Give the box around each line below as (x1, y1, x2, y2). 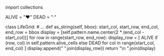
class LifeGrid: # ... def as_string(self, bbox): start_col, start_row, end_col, (5, 24, 159, 30)
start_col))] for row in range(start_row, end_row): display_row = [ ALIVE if (5, 35, 158, 40)
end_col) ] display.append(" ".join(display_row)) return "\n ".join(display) (5, 45, 156, 51)
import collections (5, 5, 43, 10)
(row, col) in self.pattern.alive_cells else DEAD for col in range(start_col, (5, 40, 155, 46)
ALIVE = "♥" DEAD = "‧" (5, 14, 57, 20)
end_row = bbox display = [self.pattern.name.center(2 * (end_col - (5, 29, 145, 35)
